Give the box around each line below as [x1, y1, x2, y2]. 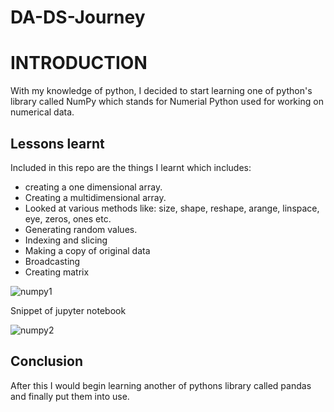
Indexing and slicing [24, 234, 108, 246]
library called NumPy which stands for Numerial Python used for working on [10, 96, 324, 108]
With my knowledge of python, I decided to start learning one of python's [10, 85, 313, 97]
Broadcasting [24, 255, 81, 267]
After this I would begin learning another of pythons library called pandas [10, 379, 312, 391]
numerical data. [10, 106, 75, 118]
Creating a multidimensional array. [24, 191, 167, 203]
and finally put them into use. [10, 390, 130, 402]
